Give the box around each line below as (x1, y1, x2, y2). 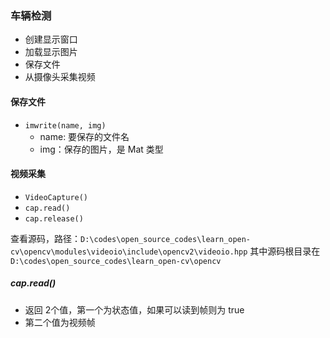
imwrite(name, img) (24, 120, 107, 131)
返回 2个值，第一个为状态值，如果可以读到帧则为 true (24, 303, 245, 316)
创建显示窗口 (24, 33, 78, 46)
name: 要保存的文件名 (39, 130, 130, 142)
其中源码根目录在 (249, 245, 321, 257)
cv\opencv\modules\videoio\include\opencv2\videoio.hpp (10, 247, 248, 257)
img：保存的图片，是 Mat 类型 (39, 143, 164, 155)
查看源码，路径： (10, 232, 81, 244)
